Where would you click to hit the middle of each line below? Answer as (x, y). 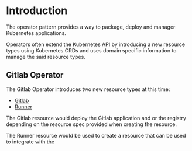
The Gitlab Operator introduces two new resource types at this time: (88, 89)
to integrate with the (30, 142)
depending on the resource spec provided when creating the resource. (92, 124)
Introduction (37, 11)
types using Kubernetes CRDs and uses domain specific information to (91, 50)
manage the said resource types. (46, 57)
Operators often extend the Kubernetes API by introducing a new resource (96, 44)
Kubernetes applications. (36, 33)
